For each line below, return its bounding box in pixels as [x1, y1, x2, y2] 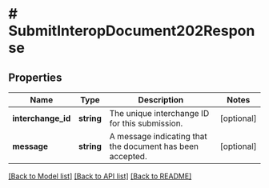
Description [138, 94, 184, 105]
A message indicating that [109, 131, 207, 142]
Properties [8, 70, 62, 84]
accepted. [109, 151, 147, 162]
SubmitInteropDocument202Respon [8, 22, 255, 40]
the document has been [109, 141, 199, 152]
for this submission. [109, 118, 183, 129]
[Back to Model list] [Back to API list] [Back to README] [8, 171, 192, 181]
